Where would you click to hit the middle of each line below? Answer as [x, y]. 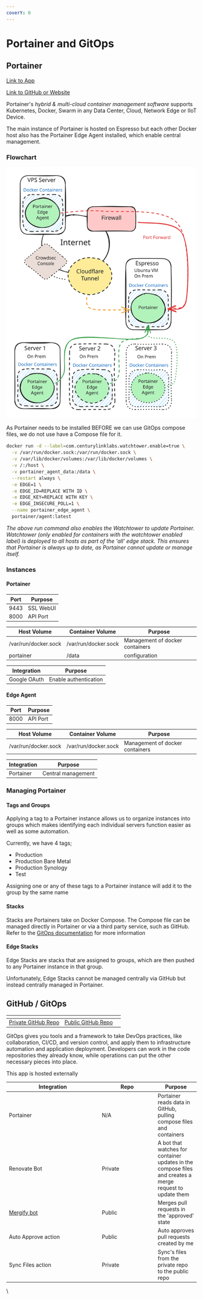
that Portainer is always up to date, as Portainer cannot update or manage [99, 547]
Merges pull [172, 1203]
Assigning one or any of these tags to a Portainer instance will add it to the [99, 886]
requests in [172, 1209]
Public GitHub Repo [89, 1022]
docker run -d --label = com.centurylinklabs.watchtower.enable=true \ [96, 446]
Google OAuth [26, 679]
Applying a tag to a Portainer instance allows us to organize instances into [98, 819]
